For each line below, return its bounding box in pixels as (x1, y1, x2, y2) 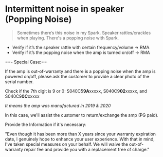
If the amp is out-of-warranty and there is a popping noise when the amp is (5, 68, 156, 74)
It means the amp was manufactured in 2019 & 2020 (5, 103, 111, 108)
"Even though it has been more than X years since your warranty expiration (5, 131, 156, 137)
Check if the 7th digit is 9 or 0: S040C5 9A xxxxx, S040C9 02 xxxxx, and (5, 88, 147, 94)
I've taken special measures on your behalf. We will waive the (5, 141, 128, 147)
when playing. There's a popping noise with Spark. (17, 35, 119, 41)
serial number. (5, 79, 34, 85)
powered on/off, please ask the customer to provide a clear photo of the (5, 73, 150, 79)
